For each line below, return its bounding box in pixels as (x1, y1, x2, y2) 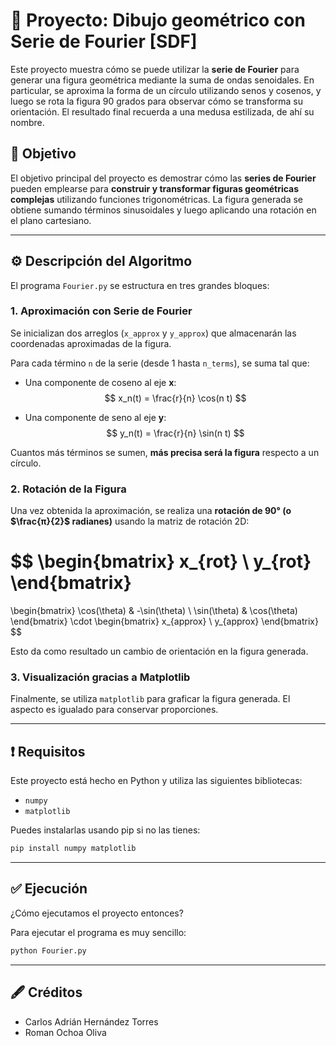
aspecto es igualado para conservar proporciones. (10, 704, 219, 716)
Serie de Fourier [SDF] (10, 30, 198, 53)
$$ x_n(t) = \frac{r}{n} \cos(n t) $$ (104, 392, 247, 404)
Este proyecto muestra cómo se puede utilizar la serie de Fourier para (10, 63, 300, 75)
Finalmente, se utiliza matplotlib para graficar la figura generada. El (10, 693, 291, 705)
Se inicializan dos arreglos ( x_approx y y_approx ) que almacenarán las (10, 327, 297, 339)
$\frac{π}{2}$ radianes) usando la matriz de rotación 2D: (10, 515, 250, 528)
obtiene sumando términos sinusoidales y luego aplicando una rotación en (10, 204, 317, 216)
